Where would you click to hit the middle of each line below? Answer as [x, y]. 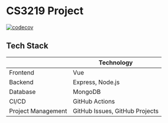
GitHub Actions [94, 101]
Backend [21, 82]
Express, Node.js [96, 82]
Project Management [38, 111]
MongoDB [87, 92]
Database [22, 92]
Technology [116, 62]
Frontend [22, 72]
